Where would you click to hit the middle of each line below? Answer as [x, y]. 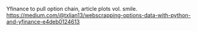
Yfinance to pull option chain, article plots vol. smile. [72, 9]
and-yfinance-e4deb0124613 [43, 22]
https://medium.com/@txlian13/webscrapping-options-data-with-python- [99, 15]
